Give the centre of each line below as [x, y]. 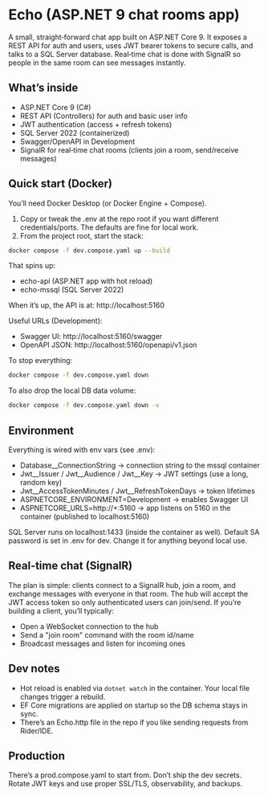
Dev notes [34, 669]
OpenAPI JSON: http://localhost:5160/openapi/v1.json [108, 345]
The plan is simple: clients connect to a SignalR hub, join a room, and [122, 585]
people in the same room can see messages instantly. [97, 63]
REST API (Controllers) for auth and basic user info [104, 116]
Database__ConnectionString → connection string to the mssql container [140, 465]
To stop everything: [41, 361]
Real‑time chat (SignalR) [71, 566]
